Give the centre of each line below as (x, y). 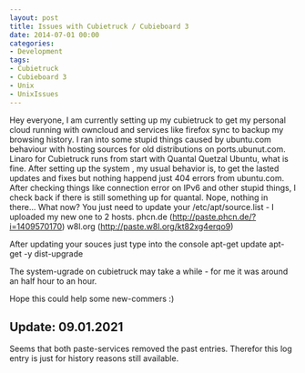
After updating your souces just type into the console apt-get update (138, 244)
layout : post (34, 18)
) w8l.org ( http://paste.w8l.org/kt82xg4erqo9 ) (147, 226)
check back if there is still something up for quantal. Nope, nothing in (139, 197)
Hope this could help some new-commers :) (92, 298)
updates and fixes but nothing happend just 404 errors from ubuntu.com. (147, 177)
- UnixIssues (34, 94)
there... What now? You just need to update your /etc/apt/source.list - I (142, 207)
